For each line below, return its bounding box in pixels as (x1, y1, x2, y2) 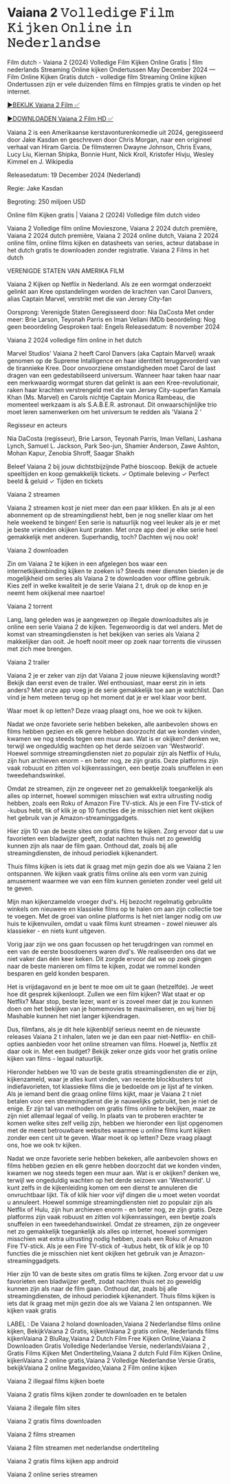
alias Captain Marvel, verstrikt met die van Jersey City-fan (7, 294, 172, 303)
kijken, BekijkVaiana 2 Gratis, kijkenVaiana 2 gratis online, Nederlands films (7, 1326, 219, 1335)
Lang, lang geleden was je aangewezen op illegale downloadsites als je (7, 615, 209, 623)
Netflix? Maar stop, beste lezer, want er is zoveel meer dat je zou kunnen (7, 997, 213, 1005)
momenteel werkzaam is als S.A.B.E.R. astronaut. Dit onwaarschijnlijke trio (7, 400, 217, 409)
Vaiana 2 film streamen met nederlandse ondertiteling (7, 1443, 159, 1452)
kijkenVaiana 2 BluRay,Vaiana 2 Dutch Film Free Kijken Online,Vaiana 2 (7, 1334, 206, 1342)
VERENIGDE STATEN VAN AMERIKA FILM (7, 266, 124, 275)
